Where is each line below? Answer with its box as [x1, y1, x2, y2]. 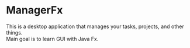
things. [6, 29, 23, 36]
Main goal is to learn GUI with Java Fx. [6, 35, 99, 42]
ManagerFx [6, 4, 63, 17]
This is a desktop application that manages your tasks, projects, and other [6, 23, 184, 30]
